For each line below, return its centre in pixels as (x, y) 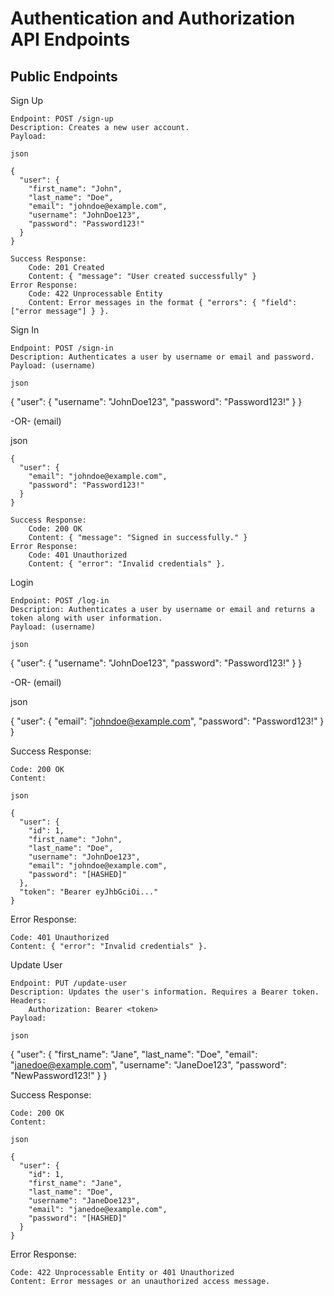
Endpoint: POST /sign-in (62, 348)
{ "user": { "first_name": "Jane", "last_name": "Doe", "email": (134, 1054)
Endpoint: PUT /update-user (69, 983)
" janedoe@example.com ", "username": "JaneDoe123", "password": (148, 1065)
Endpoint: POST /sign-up (62, 119)
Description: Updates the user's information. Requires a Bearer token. (165, 992)
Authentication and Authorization (153, 18)
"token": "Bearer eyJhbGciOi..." (89, 892)
